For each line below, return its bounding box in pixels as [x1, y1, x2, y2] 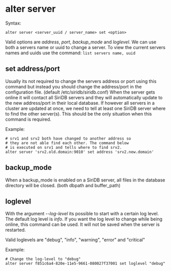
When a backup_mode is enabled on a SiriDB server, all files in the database [5, 177, 165, 183]
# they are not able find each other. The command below [5, 140, 129, 146]
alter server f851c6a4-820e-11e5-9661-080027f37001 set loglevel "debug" [5, 261, 166, 266]
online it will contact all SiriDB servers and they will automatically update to [5, 94, 163, 100]
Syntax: [5, 20, 21, 26]
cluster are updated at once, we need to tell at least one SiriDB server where [5, 105, 166, 111]
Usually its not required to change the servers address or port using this [5, 78, 157, 84]
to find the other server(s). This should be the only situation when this [5, 110, 152, 117]
